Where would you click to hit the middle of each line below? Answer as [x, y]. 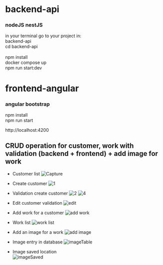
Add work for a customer [38, 213]
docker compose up [26, 63]
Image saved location [34, 251]
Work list [21, 222]
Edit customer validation [37, 203]
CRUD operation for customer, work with [69, 146]
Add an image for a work [38, 232]
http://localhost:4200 [27, 130]
